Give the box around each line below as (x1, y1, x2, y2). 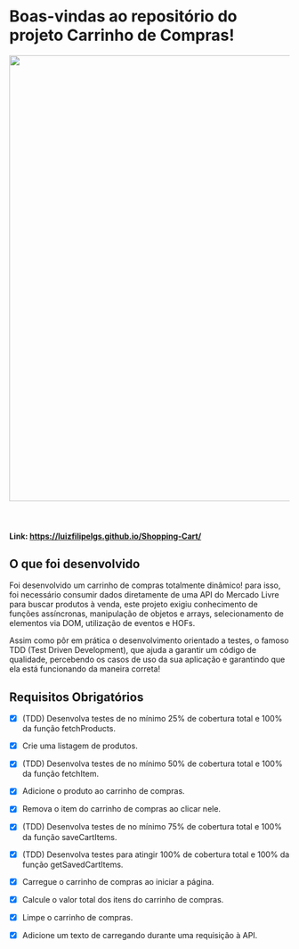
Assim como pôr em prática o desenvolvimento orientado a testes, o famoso (9, 635, 289, 646)
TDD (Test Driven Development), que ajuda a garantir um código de (9, 645, 256, 656)
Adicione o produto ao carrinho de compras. (21, 786, 185, 796)
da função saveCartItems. (21, 831, 117, 842)
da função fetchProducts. (21, 723, 116, 734)
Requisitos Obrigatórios (9, 689, 144, 705)
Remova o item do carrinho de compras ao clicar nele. (21, 804, 221, 814)
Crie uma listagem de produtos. (21, 740, 138, 751)
